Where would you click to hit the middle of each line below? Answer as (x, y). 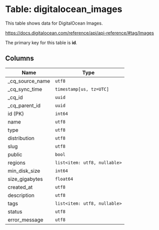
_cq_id (15, 97)
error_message (26, 219)
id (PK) (16, 113)
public (15, 154)
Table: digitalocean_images (64, 9)
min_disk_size (24, 171)
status (15, 211)
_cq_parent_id (24, 105)
